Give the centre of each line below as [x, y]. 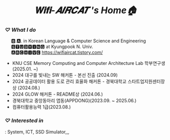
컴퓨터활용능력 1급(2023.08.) [41, 107]
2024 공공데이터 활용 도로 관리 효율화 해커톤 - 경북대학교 [69, 81]
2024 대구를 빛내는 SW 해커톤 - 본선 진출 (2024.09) [65, 75]
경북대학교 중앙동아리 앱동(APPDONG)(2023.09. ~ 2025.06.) [74, 101]
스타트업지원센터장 [146, 81]
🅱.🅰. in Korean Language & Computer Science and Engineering [79, 41]
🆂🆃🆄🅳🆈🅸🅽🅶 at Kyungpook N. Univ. [52, 46]
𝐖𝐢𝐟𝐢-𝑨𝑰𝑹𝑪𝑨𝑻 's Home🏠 [86, 10]
